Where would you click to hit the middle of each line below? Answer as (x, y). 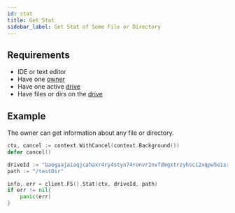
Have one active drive (49, 87)
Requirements (38, 55)
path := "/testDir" (36, 171)
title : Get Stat (31, 20)
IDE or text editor (42, 72)
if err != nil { (29, 190)
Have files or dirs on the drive (60, 94)
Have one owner (41, 79)
